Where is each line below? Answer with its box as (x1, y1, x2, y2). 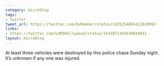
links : (5, 26, 19, 31)
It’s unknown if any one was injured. (5, 55, 80, 61)
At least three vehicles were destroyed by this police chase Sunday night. (5, 49, 159, 56)
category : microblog (5, 7, 49, 13)
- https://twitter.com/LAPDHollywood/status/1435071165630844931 (5, 31, 147, 36)
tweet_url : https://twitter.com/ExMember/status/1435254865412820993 (5, 21, 156, 27)
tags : (5, 12, 17, 17)
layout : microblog (5, 36, 44, 41)
